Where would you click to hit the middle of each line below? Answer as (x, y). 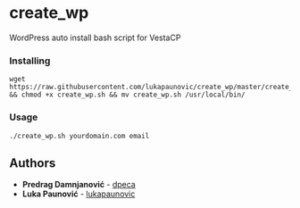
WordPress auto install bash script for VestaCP (95, 37)
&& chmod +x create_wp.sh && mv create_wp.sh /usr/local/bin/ (127, 95)
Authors (33, 163)
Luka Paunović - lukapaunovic (79, 194)
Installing (30, 61)
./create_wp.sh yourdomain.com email (79, 136)
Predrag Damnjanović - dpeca (79, 185)
